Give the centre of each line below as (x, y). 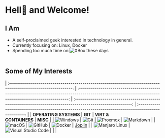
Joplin (81, 125)
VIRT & (102, 114)
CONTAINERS (19, 120)
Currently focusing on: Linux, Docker (49, 45)
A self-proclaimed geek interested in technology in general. (72, 40)
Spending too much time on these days (60, 51)
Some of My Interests (39, 71)
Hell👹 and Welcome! (47, 10)
